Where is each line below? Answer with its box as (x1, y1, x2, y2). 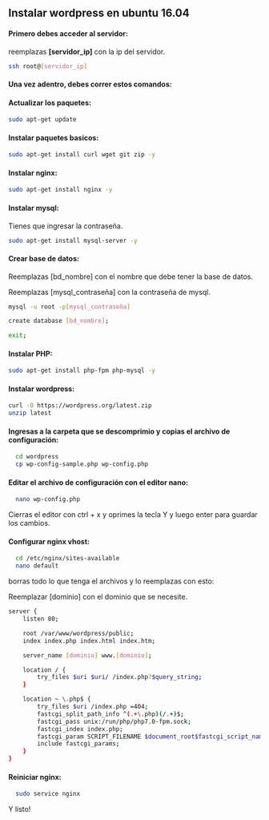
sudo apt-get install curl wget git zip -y (8, 151, 156, 159)
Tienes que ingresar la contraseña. (8, 220, 123, 231)
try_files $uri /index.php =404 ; (37, 703, 149, 711)
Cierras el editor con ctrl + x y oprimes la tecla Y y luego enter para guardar (8, 510, 258, 519)
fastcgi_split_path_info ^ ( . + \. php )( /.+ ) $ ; (37, 709, 184, 718)
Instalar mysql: (8, 203, 59, 212)
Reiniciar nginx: (8, 772, 62, 782)
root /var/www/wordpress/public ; (22, 629, 134, 637)
